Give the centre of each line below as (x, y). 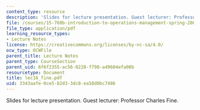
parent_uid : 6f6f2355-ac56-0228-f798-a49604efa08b (70, 67)
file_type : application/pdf (41, 28)
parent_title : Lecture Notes (42, 56)
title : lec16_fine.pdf (34, 78)
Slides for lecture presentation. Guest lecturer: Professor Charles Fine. (92, 100)
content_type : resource (36, 12)
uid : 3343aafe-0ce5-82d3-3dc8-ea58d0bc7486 (61, 84)
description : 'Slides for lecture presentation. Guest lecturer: (89, 17)
